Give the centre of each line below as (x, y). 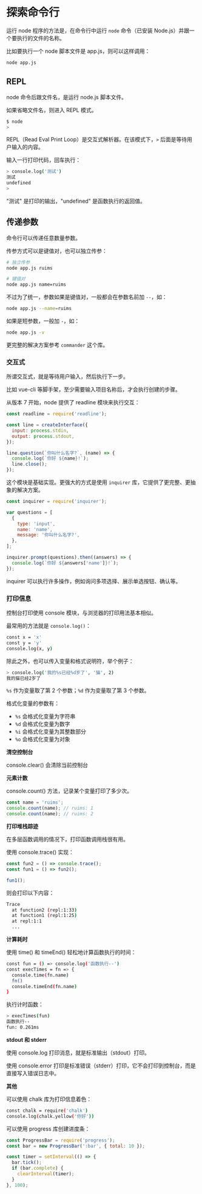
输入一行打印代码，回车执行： (43, 160)
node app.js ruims (29, 268)
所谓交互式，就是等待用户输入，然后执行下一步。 (67, 377)
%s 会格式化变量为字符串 (45, 717)
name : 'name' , (35, 529)
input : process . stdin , (40, 430)
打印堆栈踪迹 (22, 826)
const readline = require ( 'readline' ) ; (57, 414)
